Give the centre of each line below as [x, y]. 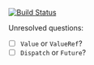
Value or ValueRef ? [51, 43]
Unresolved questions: [46, 28]
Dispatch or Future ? [53, 53]
